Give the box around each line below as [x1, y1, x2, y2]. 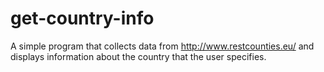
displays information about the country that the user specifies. [10, 50, 267, 62]
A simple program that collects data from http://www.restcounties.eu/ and [10, 40, 315, 52]
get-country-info [10, 7, 155, 30]
